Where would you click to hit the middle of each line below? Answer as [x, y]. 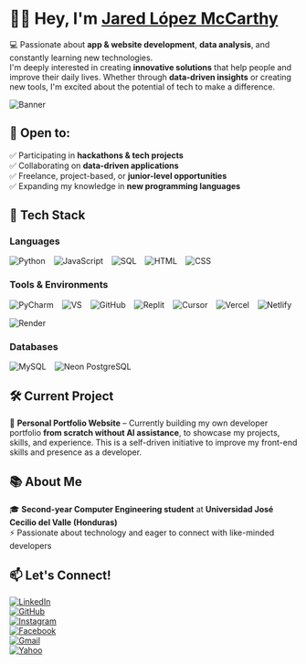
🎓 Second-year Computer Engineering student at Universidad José [142, 509]
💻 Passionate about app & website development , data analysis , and [140, 44]
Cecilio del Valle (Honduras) [63, 522]
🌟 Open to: [40, 133]
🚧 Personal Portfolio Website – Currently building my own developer [139, 423]
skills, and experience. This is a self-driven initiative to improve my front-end [153, 442]
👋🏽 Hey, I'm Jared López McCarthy [144, 19]
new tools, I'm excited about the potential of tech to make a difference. [142, 87]
